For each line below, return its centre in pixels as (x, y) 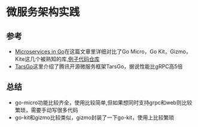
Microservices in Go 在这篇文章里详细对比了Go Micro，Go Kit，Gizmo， (103, 52)
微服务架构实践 (43, 12)
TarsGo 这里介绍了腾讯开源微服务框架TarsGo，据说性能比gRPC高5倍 (99, 66)
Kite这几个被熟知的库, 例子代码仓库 (57, 59)
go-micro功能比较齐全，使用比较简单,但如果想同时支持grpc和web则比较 (103, 103)
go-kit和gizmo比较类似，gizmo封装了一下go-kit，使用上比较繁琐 (95, 117)
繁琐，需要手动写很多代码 (46, 110)
